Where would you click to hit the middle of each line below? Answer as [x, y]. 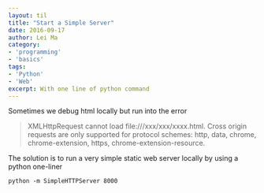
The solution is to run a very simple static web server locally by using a [123, 158]
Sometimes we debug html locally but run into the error [98, 111]
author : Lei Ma [33, 37]
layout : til [28, 15]
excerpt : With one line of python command [79, 89]
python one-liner [35, 167]
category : [24, 45]
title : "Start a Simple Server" [61, 23]
